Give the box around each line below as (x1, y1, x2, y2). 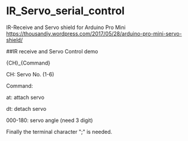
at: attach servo (6, 94, 44, 101)
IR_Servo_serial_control (6, 4, 125, 18)
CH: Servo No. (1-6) (6, 70, 55, 78)
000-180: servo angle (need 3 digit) (6, 117, 93, 124)
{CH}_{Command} (6, 59, 50, 66)
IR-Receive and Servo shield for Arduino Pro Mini (6, 24, 126, 31)
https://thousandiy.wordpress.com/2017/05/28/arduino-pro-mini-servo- (6, 30, 182, 37)
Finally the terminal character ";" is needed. (6, 128, 113, 135)
